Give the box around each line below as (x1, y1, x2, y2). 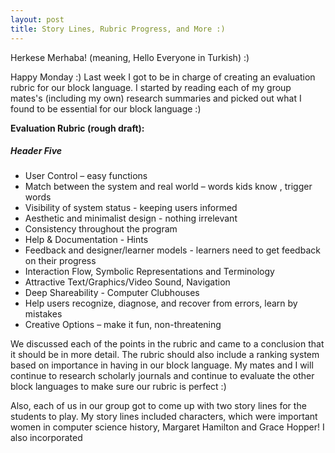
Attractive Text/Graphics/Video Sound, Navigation (24, 276, 231, 288)
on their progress (24, 255, 97, 267)
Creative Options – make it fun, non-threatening (24, 319, 222, 331)
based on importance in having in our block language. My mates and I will (10, 359, 314, 371)
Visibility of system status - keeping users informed (24, 202, 238, 214)
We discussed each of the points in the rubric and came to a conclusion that (10, 338, 325, 350)
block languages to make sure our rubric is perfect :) (10, 381, 227, 393)
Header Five (10, 145, 63, 157)
